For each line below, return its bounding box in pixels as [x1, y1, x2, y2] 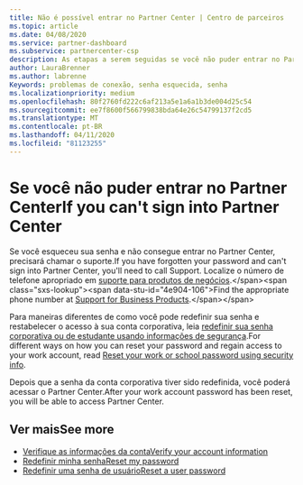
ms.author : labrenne [9, 72, 87, 81]
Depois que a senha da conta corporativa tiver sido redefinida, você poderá [9, 376, 290, 388]
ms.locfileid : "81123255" [9, 139, 106, 148]
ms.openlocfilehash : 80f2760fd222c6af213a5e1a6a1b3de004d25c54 [9, 96, 252, 106]
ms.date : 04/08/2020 [9, 30, 87, 39]
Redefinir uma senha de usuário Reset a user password [22, 465, 226, 476]
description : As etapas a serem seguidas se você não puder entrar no [9, 55, 280, 64]
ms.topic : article [9, 22, 78, 31]
